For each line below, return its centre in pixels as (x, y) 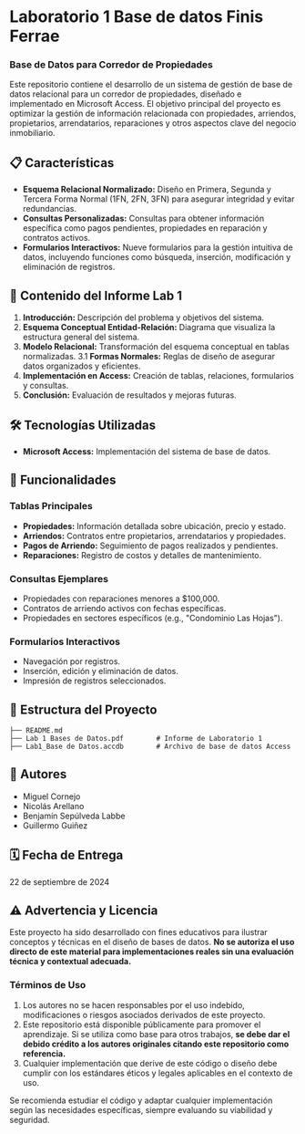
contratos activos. (56, 238)
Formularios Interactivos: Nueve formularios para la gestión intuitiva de (158, 247)
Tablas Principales (51, 506)
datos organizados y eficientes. (81, 366)
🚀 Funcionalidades (63, 480)
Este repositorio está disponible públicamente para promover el (142, 1025)
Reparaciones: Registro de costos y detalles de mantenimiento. (142, 555)
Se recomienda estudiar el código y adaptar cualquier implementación (141, 1100)
